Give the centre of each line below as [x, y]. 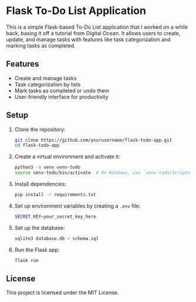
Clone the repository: [40, 129]
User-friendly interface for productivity [61, 97]
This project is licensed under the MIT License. [63, 293]
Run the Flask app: [37, 249]
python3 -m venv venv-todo [47, 167]
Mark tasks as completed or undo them [62, 90]
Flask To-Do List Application [76, 11]
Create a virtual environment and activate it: [67, 157]
